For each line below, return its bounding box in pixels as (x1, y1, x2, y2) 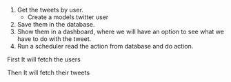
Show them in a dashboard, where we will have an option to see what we (17, 27, 224, 36)
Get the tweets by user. (17, 6, 84, 14)
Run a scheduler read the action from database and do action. (17, 42, 194, 50)
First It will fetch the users (7, 55, 81, 64)
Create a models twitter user (27, 13, 109, 21)
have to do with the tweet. (17, 35, 92, 43)
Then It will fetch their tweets (7, 68, 90, 77)
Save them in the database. (17, 20, 95, 28)
